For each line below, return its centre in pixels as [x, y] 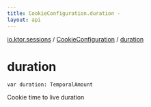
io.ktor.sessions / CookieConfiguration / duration [75, 39]
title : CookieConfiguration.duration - [64, 13]
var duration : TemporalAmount [50, 85]
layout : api [24, 20]
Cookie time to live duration [46, 97]
